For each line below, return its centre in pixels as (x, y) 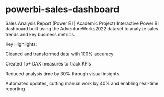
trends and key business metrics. (40, 34)
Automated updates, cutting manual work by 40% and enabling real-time (82, 83)
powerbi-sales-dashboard (62, 9)
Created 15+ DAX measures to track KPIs (48, 63)
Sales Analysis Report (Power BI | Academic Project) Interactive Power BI (82, 23)
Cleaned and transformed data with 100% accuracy (60, 54)
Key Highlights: (21, 44)
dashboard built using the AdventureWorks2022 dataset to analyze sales (82, 28)
